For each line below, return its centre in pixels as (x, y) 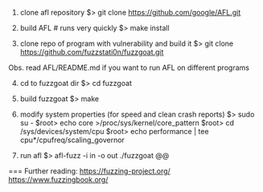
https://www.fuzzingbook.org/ (58, 180)
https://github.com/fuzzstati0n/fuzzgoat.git (92, 52)
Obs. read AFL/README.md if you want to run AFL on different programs (129, 67)
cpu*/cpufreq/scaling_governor (72, 140)
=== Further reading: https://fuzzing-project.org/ (89, 171)
